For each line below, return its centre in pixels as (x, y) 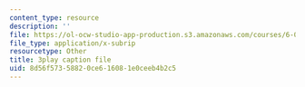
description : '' (40, 26)
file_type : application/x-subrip (73, 43)
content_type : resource (54, 18)
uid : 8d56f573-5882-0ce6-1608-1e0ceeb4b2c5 (93, 69)
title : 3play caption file (60, 60)
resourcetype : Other (49, 52)
